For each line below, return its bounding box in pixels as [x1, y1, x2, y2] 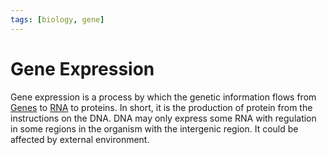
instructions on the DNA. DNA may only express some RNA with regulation [10, 112, 317, 124]
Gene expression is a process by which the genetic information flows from [10, 91, 317, 103]
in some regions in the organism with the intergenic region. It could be [10, 122, 299, 135]
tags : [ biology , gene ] [10, 14, 105, 25]
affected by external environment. [10, 133, 150, 145]
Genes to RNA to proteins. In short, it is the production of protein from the [10, 101, 313, 113]
